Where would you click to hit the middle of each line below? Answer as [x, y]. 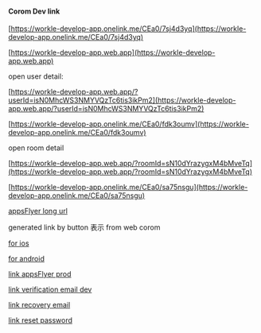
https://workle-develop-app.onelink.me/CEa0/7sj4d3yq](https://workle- [129, 29]
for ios [19, 243]
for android [27, 259]
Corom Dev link [34, 11]
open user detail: [36, 76]
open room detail [36, 148]
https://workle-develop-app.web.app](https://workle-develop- [113, 52]
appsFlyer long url [38, 211]
